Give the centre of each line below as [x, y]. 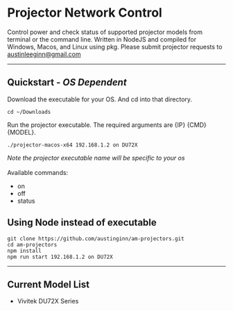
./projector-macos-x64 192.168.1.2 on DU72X [72, 145]
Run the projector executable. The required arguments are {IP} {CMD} [107, 125]
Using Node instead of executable [82, 222]
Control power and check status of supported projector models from [105, 32]
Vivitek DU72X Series [48, 301]
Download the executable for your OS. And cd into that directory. [100, 99]
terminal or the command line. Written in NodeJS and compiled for [102, 39]
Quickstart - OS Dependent [67, 82]
